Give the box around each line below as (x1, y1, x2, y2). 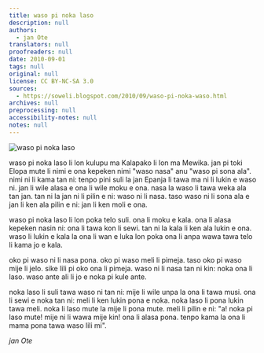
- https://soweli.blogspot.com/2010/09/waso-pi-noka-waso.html (16, 92, 227, 100)
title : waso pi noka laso (9, 11, 93, 20)
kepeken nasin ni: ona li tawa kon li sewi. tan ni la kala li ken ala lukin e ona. (9, 223, 252, 233)
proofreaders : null (9, 48, 73, 56)
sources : (9, 84, 38, 93)
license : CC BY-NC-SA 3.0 (9, 77, 93, 85)
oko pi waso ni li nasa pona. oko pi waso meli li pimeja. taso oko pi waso (9, 255, 242, 264)
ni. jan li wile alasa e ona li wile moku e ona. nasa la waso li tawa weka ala (9, 182, 247, 193)
